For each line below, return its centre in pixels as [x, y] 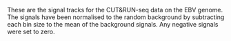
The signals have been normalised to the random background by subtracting [116, 17]
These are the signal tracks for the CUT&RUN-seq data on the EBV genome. [115, 10]
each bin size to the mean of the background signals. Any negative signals [113, 24]
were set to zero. [31, 31]
